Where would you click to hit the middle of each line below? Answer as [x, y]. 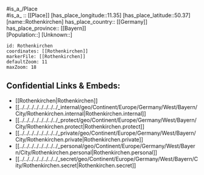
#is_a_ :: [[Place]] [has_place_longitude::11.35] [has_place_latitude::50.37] [98, 15]
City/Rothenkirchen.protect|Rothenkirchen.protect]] [80, 126]
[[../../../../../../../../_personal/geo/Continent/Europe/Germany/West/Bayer [105, 146]
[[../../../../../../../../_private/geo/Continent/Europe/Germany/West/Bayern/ [105, 133]
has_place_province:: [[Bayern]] [46, 28]
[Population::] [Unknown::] [40, 35]
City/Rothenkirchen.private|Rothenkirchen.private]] [79, 139]
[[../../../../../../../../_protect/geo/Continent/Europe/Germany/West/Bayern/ [106, 120]
